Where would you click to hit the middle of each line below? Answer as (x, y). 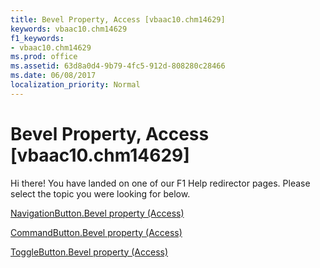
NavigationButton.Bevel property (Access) (97, 213)
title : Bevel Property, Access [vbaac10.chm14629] (118, 19)
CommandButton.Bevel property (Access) (96, 232)
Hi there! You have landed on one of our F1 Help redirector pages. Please (160, 183)
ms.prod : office (44, 57)
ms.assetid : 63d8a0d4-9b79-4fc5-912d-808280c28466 (118, 66)
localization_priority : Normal (75, 85)
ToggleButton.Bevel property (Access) (89, 252)
